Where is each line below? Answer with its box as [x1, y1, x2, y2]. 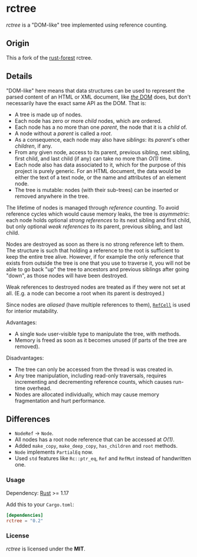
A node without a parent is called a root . [14, 129, 112, 137]
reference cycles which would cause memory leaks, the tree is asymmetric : [6, 210, 190, 217]
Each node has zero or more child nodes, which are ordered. [14, 117, 162, 124]
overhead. [27, 385, 52, 392]
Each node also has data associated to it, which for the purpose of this [14, 161, 186, 168]
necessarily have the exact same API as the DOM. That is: [6, 99, 146, 106]
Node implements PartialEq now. [14, 448, 93, 456]
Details [6, 71, 32, 82]
